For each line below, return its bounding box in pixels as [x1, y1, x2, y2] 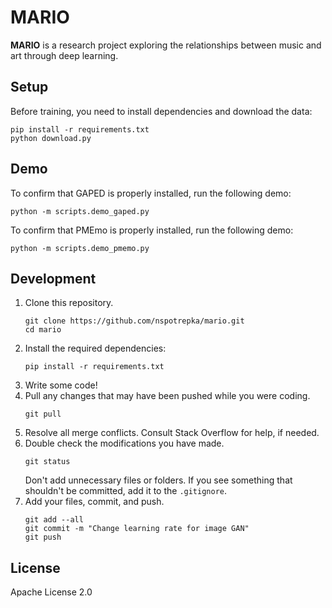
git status [24, 457, 71, 467]
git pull [24, 409, 62, 420]
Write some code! [24, 379, 98, 391]
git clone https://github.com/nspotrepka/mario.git [24, 316, 245, 326]
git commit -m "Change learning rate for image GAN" [24, 524, 250, 534]
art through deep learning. [10, 49, 119, 61]
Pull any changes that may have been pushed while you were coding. [24, 390, 311, 402]
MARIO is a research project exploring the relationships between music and [10, 39, 322, 51]
